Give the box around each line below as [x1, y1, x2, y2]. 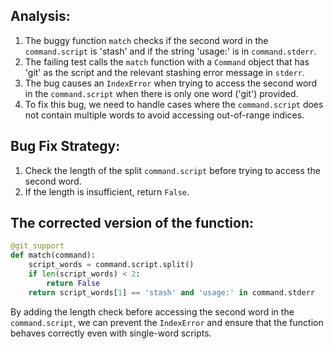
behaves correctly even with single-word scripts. [10, 327, 212, 339]
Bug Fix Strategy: [10, 138, 121, 155]
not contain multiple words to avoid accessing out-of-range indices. [24, 109, 305, 121]
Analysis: [10, 8, 71, 25]
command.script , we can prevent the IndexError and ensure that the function [10, 316, 324, 328]
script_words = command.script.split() [28, 260, 195, 270]
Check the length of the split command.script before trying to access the [24, 164, 321, 176]
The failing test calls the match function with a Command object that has [24, 55, 310, 68]
